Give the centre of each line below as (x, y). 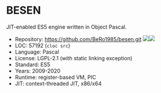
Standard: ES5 (33, 64)
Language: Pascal (37, 52)
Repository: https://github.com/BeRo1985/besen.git (78, 39)
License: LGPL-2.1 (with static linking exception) (74, 58)
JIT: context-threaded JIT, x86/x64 (58, 83)
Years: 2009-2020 (38, 71)
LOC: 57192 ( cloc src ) (42, 45)
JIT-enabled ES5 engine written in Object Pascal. (66, 27)
